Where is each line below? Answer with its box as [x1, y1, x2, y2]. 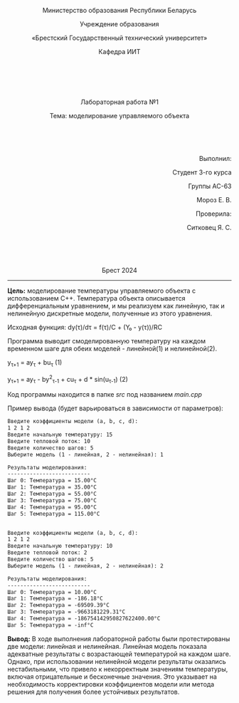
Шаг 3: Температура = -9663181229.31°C [7, 608, 126, 615]
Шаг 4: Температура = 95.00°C [7, 504, 97, 511]
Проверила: [195, 209, 232, 218]
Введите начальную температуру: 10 [7, 543, 113, 550]
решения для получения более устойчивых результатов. [7, 687, 180, 696]
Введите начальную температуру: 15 [7, 431, 113, 438]
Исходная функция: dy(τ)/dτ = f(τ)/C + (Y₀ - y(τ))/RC [7, 323, 162, 331]
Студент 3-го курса [172, 168, 232, 177]
